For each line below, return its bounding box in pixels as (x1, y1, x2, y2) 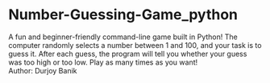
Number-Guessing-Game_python (8, 6, 239, 24)
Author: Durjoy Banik (8, 65, 77, 75)
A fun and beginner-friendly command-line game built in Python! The (8, 32, 238, 41)
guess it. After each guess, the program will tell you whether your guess (8, 49, 247, 58)
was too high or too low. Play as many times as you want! (8, 57, 198, 67)
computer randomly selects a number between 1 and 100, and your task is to (8, 40, 262, 49)
